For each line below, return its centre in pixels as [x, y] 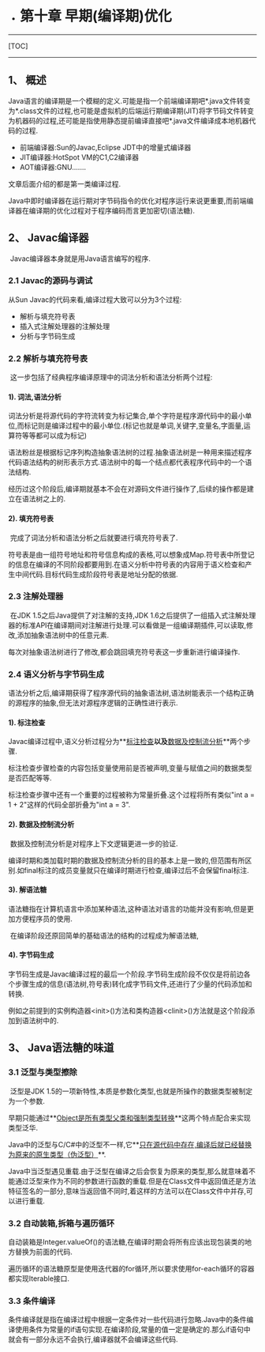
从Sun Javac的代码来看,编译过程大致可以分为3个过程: [95, 299]
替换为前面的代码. [44, 1252]
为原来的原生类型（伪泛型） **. [57, 1154]
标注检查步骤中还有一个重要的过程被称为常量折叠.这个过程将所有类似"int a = [131, 795]
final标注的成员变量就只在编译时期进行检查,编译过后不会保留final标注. [137, 870]
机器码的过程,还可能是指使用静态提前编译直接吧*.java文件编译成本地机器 [132, 120]
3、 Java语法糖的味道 [61, 1048]
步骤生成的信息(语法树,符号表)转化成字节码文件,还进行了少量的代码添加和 [133, 984]
